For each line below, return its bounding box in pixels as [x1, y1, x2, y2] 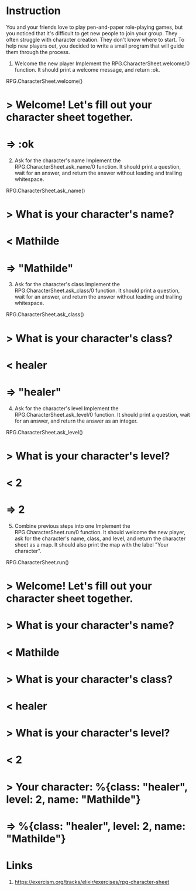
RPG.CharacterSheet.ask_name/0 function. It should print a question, [14, 163, 181, 170]
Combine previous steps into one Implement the [14, 522, 130, 530]
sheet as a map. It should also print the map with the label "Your [14, 541, 169, 548]
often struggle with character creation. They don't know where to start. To [6, 36, 185, 43]
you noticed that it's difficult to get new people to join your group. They [6, 29, 178, 36]
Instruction [6, 4, 61, 18]
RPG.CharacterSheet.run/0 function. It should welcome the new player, [14, 529, 185, 535]
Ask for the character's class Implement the [14, 281, 120, 288]
